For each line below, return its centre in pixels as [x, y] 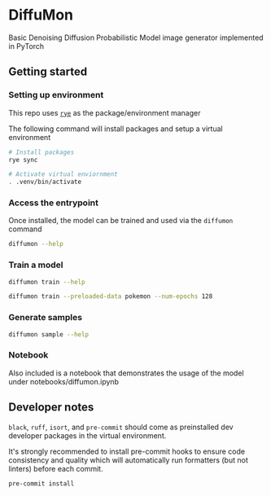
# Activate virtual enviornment [63, 174]
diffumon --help [36, 244]
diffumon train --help [47, 282]
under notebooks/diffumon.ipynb [64, 381]
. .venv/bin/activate [45, 182]
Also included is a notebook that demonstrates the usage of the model [126, 373]
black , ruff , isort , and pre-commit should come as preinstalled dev [121, 427]
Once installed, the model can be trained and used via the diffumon [121, 221]
